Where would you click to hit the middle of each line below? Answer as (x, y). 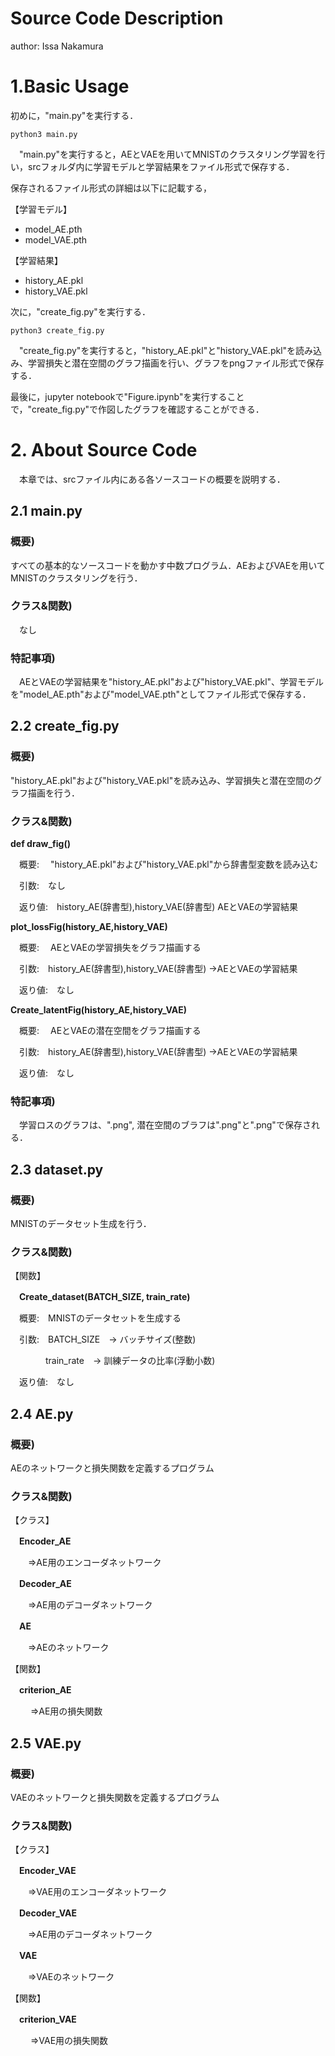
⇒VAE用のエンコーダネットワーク (97, 1892)
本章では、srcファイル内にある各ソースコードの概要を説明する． (152, 479)
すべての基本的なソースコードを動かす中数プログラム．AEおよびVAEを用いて (168, 565)
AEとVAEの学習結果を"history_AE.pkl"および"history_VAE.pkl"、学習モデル (171, 682)
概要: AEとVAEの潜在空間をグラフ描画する (110, 1031)
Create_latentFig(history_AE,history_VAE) (99, 1010)
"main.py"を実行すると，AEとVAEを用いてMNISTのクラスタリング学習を (167, 154)
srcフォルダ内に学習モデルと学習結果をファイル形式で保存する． (161, 166)
